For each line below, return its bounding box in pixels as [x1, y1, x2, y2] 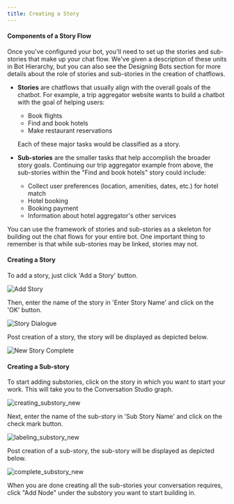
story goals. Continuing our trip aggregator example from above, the [17, 161, 214, 169]
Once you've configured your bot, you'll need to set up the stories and [7, 47, 209, 56]
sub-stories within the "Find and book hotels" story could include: [17, 168, 207, 177]
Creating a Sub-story [7, 362, 70, 371]
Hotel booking [27, 196, 68, 205]
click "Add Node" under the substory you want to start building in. [7, 489, 196, 497]
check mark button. [7, 420, 63, 428]
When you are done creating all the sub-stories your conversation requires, [7, 481, 223, 489]
